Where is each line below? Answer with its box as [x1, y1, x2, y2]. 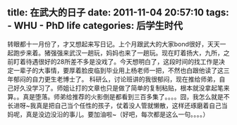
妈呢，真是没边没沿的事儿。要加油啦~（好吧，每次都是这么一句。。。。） [7, 110, 209, 118]
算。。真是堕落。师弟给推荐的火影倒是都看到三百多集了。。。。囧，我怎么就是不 [7, 92, 230, 100]
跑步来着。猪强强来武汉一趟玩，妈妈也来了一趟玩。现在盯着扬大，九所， [13, 48, 224, 57]
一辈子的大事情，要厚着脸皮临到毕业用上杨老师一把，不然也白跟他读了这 [13, 66, 224, 74]
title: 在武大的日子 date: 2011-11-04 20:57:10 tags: [7, 6, 229, 19]
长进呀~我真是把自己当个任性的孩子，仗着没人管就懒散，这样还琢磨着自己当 [7, 101, 228, 110]
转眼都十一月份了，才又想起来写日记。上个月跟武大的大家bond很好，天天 [7, 39, 220, 48]
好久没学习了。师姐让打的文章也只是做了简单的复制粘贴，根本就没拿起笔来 [13, 84, 230, 92]
